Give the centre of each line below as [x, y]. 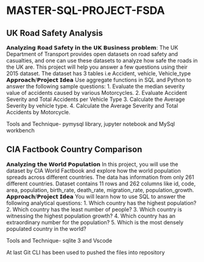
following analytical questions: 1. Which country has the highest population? [101, 203]
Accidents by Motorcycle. [38, 112]
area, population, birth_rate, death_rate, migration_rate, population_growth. [100, 190]
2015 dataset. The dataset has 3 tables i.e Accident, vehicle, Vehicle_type [99, 73]
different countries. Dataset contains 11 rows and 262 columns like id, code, [101, 184]
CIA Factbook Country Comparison [74, 150]
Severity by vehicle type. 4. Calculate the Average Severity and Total [92, 106]
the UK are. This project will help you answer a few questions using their [97, 67]
